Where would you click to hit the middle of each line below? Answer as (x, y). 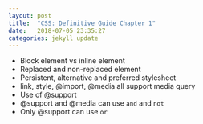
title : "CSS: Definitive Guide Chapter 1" (82, 23)
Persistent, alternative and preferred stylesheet (98, 78)
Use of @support (49, 95)
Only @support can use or (64, 112)
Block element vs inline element (73, 61)
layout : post (30, 16)
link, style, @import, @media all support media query (108, 86)
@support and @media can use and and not (92, 103)
